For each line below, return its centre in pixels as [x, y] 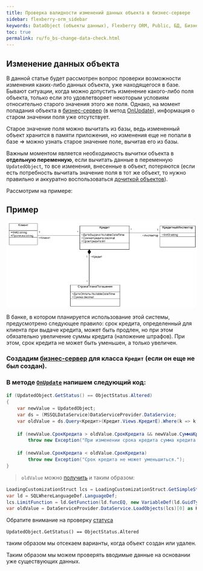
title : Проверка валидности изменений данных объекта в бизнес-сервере [98, 13]
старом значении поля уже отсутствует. [58, 117]
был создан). [27, 366]
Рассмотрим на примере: [40, 190]
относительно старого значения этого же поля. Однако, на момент [93, 104]
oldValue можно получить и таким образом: [78, 477]
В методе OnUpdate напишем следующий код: [76, 382]
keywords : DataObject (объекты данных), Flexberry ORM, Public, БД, [94, 25]
